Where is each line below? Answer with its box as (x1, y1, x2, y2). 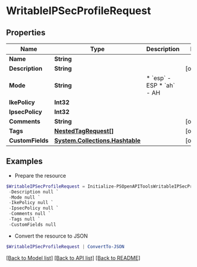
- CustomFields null (8, 222, 57, 228)
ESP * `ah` (146, 81, 175, 89)
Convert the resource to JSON (14, 232, 88, 239)
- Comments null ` (8, 211, 51, 217)
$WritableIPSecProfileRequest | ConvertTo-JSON (6, 243, 125, 249)
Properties (6, 28, 46, 38)
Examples (6, 156, 43, 166)
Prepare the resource (14, 172, 66, 179)
